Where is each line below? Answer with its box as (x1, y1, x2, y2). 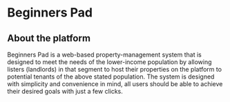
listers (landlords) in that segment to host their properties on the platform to (7, 65, 222, 73)
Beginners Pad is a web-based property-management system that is (7, 50, 202, 59)
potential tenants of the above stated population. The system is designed (7, 72, 215, 81)
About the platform (7, 32, 91, 44)
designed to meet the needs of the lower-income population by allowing (7, 58, 212, 66)
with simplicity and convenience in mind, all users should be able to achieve (7, 80, 223, 88)
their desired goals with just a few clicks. (7, 88, 123, 95)
